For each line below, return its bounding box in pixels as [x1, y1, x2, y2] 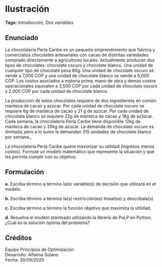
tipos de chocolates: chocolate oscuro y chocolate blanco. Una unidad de [5, 62, 153, 68]
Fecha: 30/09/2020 [5, 257, 44, 263]
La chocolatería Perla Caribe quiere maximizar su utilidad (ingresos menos [5, 143, 155, 149]
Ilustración [5, 3, 50, 15]
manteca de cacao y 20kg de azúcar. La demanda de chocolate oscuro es [5, 123, 154, 129]
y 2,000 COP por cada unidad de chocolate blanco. [5, 88, 108, 94]
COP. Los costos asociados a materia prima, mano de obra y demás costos [5, 78, 156, 83]
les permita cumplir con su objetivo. [5, 154, 77, 160]
